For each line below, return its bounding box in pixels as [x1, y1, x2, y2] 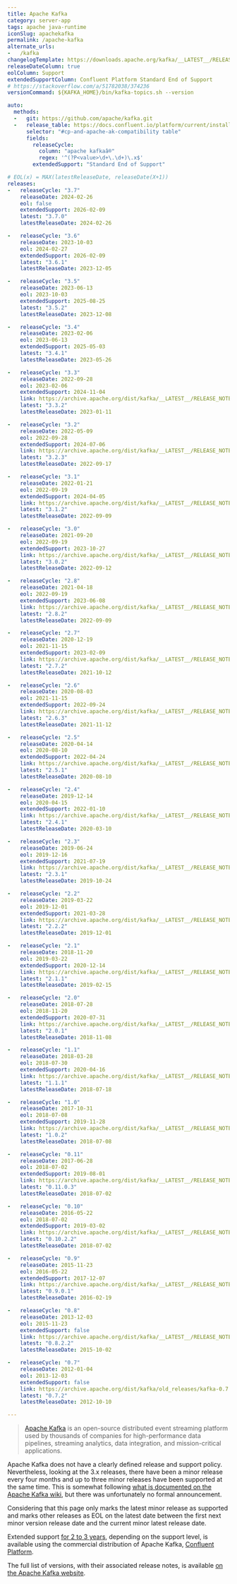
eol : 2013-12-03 [20, 1372, 68, 1379]
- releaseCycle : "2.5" [7, 733, 80, 741]
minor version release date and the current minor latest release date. [7, 1519, 207, 1528]
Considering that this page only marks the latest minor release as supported [7, 1504, 229, 1513]
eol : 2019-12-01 [20, 903, 68, 911]
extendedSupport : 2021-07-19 [20, 858, 106, 865]
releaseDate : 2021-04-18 [20, 584, 93, 592]
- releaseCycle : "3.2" [7, 421, 80, 428]
